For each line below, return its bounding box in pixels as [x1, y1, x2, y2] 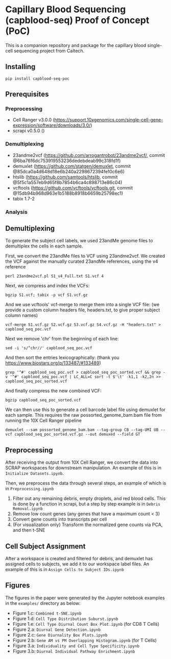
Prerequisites [5, 90, 49, 99]
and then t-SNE [12, 527, 45, 533]
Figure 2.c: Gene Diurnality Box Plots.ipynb [12, 631, 108, 638]
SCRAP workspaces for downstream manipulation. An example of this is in [5, 465, 162, 471]
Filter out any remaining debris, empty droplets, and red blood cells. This [12, 495, 166, 502]
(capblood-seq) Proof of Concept [5, 14, 150, 26]
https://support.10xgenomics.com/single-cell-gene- [54, 117, 163, 123]
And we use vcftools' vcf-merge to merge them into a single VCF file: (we [5, 302, 160, 308]
